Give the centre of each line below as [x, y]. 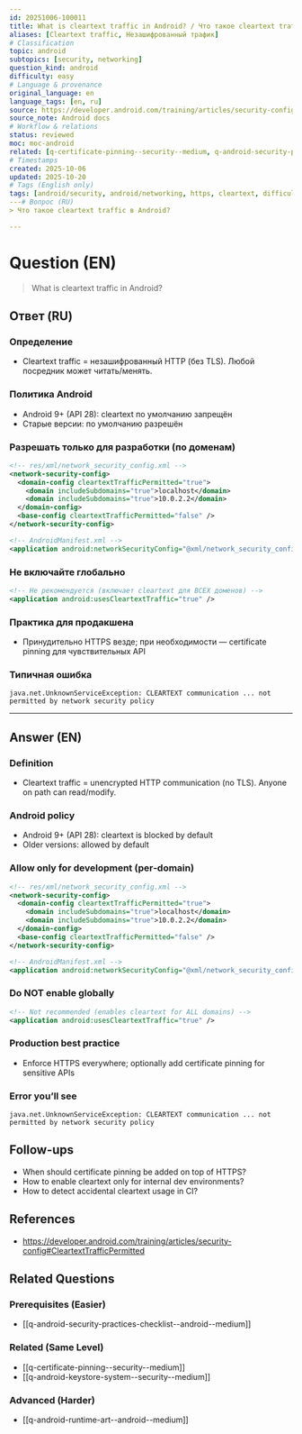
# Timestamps [34, 160]
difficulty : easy [42, 77]
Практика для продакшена [71, 622]
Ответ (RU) [41, 316]
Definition [31, 763]
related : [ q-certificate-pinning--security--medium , [110, 151]
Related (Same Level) [57, 1347]
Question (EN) [63, 263]
